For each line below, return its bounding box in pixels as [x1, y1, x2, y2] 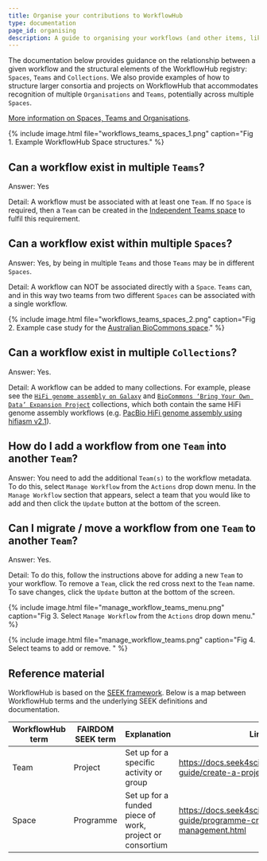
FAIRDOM [76, 724, 114, 735]
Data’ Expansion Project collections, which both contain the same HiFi [8, 399, 241, 409]
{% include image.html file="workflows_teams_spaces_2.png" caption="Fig [8, 314, 256, 323]
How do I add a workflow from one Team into [8, 440, 226, 453]
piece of [125, 810, 157, 821]
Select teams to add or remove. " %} [8, 644, 129, 653]
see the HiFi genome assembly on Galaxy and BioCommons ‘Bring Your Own [8, 391, 250, 401]
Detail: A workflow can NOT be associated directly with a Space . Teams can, [8, 282, 253, 292]
